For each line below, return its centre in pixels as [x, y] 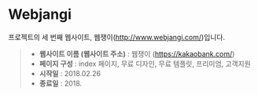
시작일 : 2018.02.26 [70, 73]
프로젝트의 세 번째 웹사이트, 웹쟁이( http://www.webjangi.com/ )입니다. [117, 37]
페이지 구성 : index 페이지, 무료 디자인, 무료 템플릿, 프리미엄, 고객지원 [145, 64]
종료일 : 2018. [61, 83]
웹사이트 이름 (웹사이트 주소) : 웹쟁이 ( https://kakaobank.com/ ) [137, 53]
